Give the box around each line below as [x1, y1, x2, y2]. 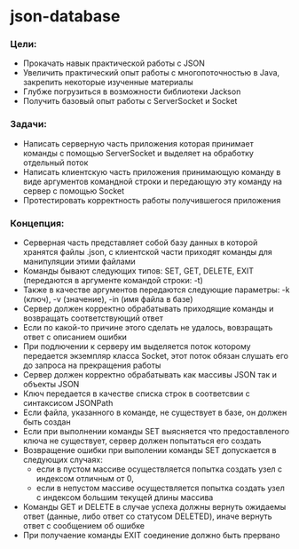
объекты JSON [22, 379, 80, 390]
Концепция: [10, 217, 65, 229]
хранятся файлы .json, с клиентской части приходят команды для [22, 247, 273, 258]
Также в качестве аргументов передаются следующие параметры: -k [22, 284, 290, 295]
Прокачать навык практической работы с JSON [22, 58, 205, 68]
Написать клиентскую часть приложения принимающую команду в [22, 166, 281, 177]
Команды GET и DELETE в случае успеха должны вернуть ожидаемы [22, 502, 287, 513]
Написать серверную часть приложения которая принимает [22, 138, 254, 148]
